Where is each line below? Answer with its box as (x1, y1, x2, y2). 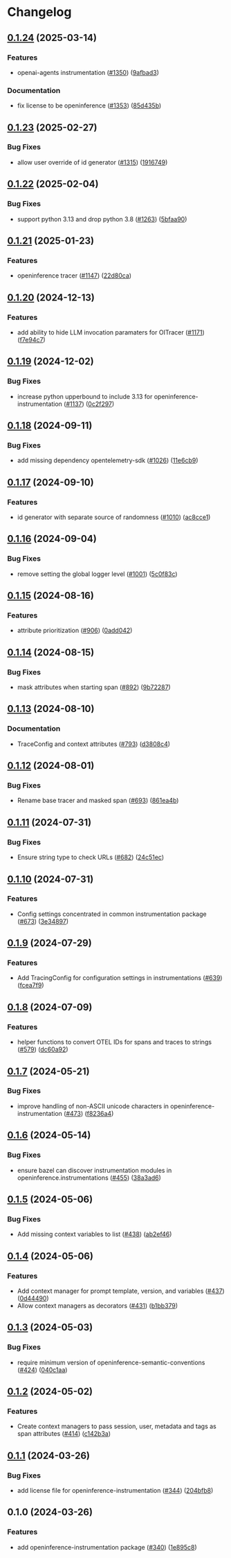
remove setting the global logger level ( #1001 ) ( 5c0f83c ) (17, 570, 178, 578)
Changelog (7, 4, 72, 20)
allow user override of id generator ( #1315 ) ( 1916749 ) (17, 158, 168, 167)
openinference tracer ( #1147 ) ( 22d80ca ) (17, 271, 132, 280)
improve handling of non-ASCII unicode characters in (17, 1101, 169, 1110)
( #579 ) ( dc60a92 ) (17, 1045, 68, 1053)
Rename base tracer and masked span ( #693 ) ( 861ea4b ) (17, 796, 179, 805)
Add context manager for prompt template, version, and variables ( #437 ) (17, 1287, 225, 1295)
